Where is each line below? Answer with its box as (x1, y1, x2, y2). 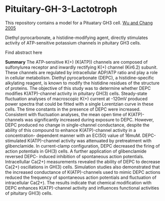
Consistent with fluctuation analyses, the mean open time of (5, 111, 127, 117)
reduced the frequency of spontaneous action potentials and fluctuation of (5, 174, 157, 180)
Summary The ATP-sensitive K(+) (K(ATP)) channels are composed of (5, 59, 148, 65)
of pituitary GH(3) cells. (5, 190, 53, 196)
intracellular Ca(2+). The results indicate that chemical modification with (5, 179, 152, 186)
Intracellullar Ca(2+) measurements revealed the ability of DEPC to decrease (5, 159, 160, 164)
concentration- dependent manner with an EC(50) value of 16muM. (5, 132, 141, 138)
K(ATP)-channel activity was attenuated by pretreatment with (27, 137, 152, 144)
